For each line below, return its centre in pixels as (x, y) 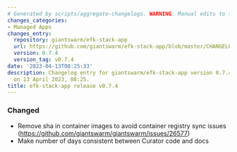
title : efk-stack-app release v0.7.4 (63, 86)
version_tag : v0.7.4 (44, 60)
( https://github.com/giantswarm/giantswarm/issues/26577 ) (104, 133)
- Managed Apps (30, 27)
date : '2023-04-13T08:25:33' (50, 66)
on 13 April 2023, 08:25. (52, 79)
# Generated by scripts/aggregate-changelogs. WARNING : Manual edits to (116, 14)
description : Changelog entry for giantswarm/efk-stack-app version (110, 72)
